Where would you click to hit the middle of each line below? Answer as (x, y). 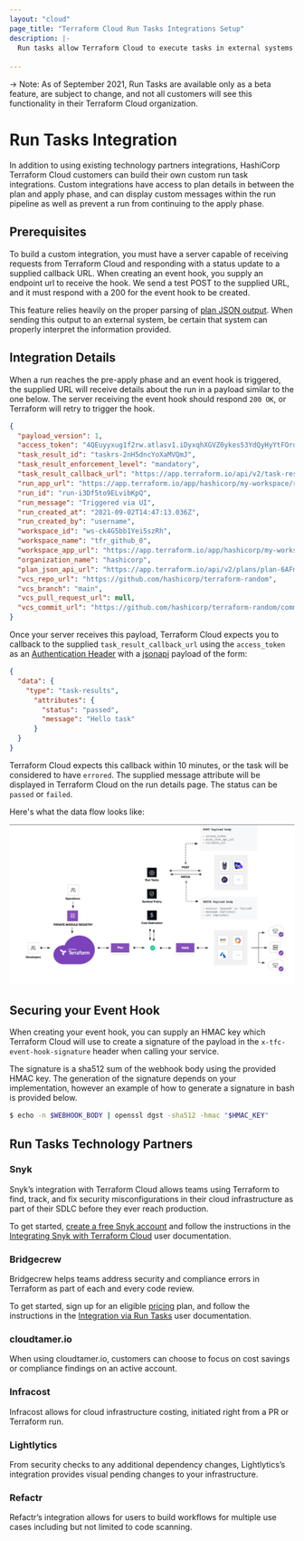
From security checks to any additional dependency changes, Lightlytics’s (147, 1464)
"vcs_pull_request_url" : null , (76, 598)
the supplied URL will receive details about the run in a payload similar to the (152, 389)
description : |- (40, 38)
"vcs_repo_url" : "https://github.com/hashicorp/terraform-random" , (147, 579)
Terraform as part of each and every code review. (102, 1289)
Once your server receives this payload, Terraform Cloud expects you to (144, 635)
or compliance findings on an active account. (94, 1369)
